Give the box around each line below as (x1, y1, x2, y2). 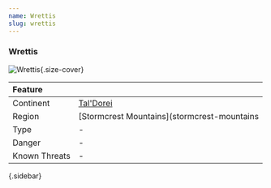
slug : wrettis (8, 19, 57, 28)
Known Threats (12, 150, 71, 161)
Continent (12, 97, 50, 109)
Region (12, 110, 40, 122)
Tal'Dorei (78, 97, 113, 109)
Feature (12, 83, 43, 95)
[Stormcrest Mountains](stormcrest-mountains (78, 110, 260, 122)
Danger (12, 137, 41, 148)
